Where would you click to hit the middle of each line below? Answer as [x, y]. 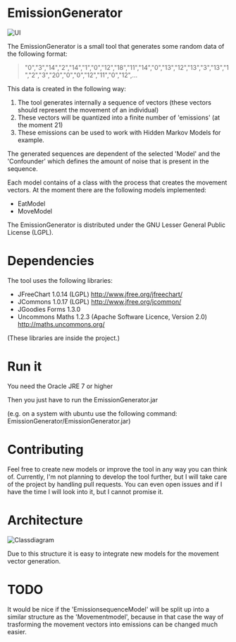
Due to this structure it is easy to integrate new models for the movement [113, 554]
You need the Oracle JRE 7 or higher [60, 386]
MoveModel [35, 211]
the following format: [38, 54]
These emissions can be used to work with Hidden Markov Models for [119, 132]
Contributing [45, 450]
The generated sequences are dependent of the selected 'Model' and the [114, 153]
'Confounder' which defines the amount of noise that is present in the [108, 161]
